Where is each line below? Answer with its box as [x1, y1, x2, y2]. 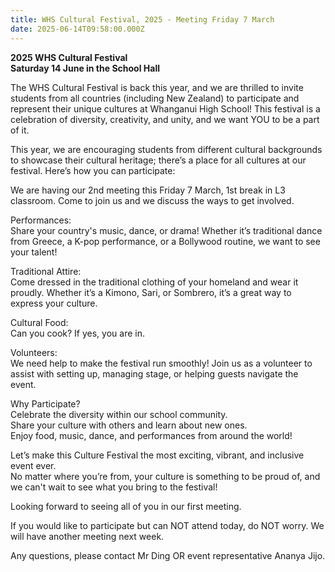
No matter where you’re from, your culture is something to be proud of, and [10, 470, 321, 482]
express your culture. [10, 297, 98, 309]
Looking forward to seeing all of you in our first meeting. [10, 500, 242, 512]
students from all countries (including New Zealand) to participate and [10, 92, 300, 104]
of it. [10, 124, 30, 136]
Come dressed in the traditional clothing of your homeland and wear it [10, 276, 299, 288]
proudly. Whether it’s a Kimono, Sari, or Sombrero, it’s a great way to [10, 286, 292, 298]
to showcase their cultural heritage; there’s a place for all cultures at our [10, 154, 307, 166]
